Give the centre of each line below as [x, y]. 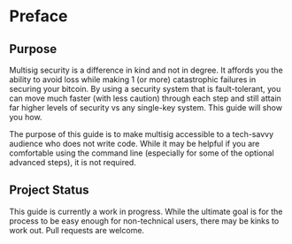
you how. [26, 117]
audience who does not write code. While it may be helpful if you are [134, 144]
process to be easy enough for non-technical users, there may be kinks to [144, 221]
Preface [38, 16]
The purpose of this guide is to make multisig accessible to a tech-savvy [142, 134]
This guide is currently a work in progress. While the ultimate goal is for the [146, 211]
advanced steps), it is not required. [73, 162]
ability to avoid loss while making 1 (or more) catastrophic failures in [133, 80]
